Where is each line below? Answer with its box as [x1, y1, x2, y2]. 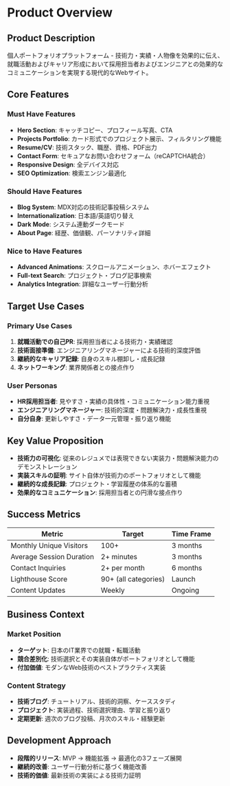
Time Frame [171, 529, 211, 538]
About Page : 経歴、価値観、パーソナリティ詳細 [16, 228, 151, 237]
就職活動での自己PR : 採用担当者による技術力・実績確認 [16, 337, 173, 345]
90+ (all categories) [100, 574, 165, 584]
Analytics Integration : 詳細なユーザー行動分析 [16, 280, 149, 288]
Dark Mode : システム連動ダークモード [16, 220, 125, 228]
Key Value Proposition [7, 435, 104, 446]
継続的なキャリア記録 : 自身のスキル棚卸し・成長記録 [16, 354, 165, 362]
